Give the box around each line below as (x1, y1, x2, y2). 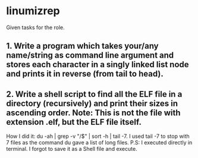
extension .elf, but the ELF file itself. (6, 117, 142, 127)
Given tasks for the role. (6, 24, 65, 31)
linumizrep (6, 4, 61, 18)
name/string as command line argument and (6, 50, 174, 61)
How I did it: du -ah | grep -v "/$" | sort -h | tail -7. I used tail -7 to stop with (6, 132, 190, 140)
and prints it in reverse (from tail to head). (6, 69, 164, 79)
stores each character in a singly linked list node (6, 59, 189, 69)
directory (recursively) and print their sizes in (6, 98, 178, 108)
